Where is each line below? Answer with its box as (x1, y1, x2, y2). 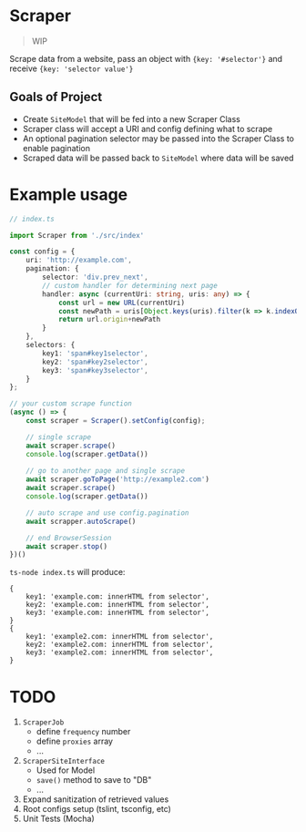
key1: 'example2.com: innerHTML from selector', (25, 632, 214, 642)
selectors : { (25, 341, 76, 350)
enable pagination (22, 142, 91, 153)
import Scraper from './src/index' (9, 231, 145, 240)
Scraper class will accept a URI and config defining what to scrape (22, 123, 273, 134)
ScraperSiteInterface (22, 757, 105, 766)
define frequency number (36, 726, 131, 737)
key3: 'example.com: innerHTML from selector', (25, 608, 209, 618)
